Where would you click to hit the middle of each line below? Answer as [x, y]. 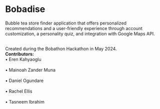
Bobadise [25, 9]
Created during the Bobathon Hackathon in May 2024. [61, 48]
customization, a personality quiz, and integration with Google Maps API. [80, 33]
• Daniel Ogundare [24, 80]
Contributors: [19, 54]
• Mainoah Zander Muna [30, 70]
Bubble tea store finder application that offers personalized [66, 23]
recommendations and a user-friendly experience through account [74, 28]
